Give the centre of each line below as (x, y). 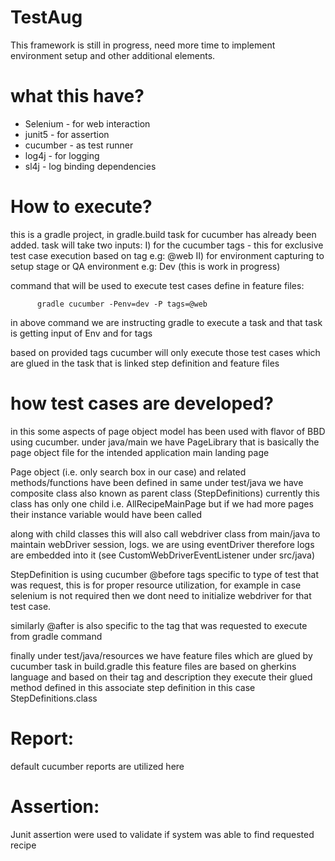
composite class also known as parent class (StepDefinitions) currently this (165, 493)
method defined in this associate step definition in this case (133, 687)
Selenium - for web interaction (87, 123)
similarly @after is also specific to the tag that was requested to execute (159, 625)
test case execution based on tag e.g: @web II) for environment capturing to (167, 255)
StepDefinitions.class (54, 698)
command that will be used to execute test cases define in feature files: (157, 285)
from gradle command (56, 636)
